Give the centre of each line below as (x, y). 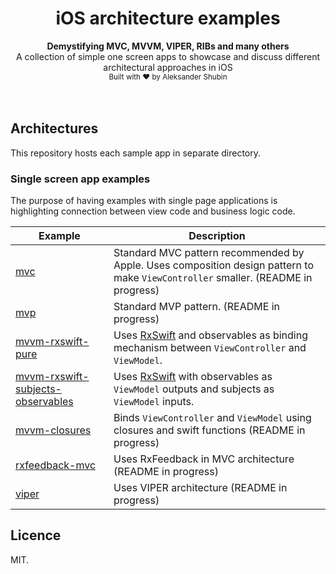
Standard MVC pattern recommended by (209, 253)
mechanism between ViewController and (210, 348)
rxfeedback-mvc (56, 465)
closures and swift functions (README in (209, 430)
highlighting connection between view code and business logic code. (153, 211)
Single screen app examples (80, 179)
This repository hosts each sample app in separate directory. (136, 153)
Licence (36, 535)
